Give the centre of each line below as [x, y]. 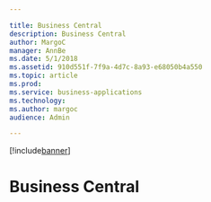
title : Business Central [56, 25]
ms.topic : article [44, 76]
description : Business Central [68, 34]
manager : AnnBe [38, 50]
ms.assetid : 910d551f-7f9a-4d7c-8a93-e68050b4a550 [106, 67]
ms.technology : [38, 101]
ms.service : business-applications [76, 92]
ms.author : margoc [44, 109]
